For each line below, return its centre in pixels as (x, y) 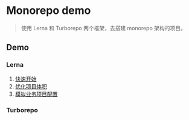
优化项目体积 (31, 86)
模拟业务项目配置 (36, 94)
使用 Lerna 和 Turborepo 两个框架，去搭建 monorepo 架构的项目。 (103, 28)
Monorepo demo (49, 11)
